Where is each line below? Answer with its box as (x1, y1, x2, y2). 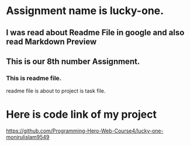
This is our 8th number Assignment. (6, 56, 140, 66)
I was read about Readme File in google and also (6, 28, 185, 38)
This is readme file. (6, 74, 62, 82)
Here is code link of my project (6, 108, 157, 121)
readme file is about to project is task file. (6, 87, 106, 94)
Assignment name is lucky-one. (6, 4, 164, 18)
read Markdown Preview (6, 36, 97, 46)
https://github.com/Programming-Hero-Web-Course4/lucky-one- (6, 127, 164, 134)
